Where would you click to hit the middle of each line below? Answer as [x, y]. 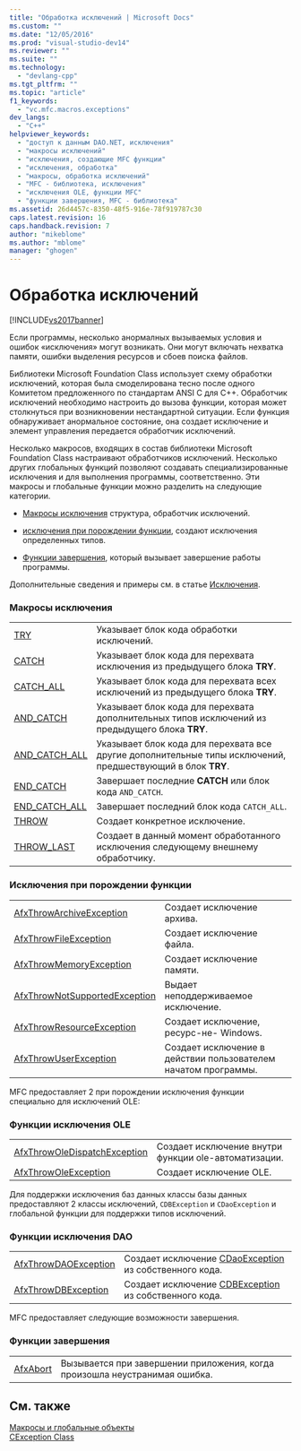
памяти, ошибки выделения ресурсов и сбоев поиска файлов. [129, 357]
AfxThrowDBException [61, 1290]
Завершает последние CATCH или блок [183, 781]
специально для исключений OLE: [75, 1101]
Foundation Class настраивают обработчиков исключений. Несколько [143, 458]
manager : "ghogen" [43, 251]
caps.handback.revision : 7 [60, 226]
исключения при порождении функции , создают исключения [140, 531]
